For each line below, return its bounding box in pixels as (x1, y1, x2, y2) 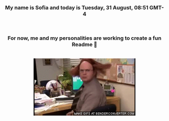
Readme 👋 (72, 41, 97, 48)
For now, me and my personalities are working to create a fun (7, 35, 162, 42)
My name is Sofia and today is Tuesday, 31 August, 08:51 (5, 4, 149, 11)
